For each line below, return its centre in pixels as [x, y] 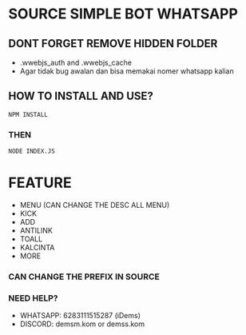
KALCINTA [37, 248]
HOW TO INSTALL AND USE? [81, 96]
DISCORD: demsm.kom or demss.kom [82, 324]
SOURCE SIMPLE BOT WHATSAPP [123, 14]
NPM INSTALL [28, 114]
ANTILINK [36, 231]
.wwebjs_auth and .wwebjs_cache [75, 62]
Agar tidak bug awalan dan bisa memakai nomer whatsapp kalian [127, 71]
